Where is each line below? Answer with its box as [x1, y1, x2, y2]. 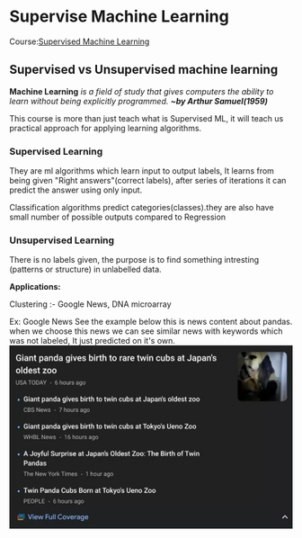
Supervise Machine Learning [9, 6, 229, 27]
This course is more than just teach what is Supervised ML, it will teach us [9, 112, 284, 123]
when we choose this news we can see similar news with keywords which [9, 326, 283, 336]
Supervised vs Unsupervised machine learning [9, 62, 279, 77]
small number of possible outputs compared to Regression [9, 211, 226, 222]
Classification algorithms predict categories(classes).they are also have [9, 202, 274, 213]
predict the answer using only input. [9, 184, 143, 195]
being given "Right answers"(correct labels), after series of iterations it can [9, 175, 287, 186]
